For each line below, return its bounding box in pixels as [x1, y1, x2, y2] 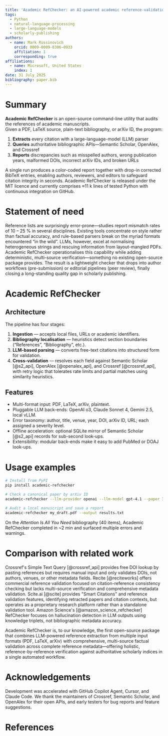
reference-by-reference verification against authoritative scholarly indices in [5, 648, 162, 655]
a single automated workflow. [5, 654, 66, 660]
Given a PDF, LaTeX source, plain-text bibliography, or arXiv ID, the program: [5, 126, 163, 132]
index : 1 [14, 68, 32, 73]
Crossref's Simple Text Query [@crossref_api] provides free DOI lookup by [5, 564, 159, 570]
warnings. [5, 530, 26, 536]
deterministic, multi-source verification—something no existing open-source [5, 254, 162, 260]
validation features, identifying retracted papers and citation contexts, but [5, 596, 157, 602]
